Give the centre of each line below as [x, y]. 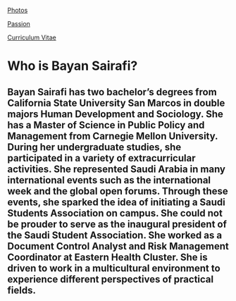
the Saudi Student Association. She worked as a [115, 235]
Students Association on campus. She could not [115, 213]
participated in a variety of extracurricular [101, 158]
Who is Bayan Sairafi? [73, 66]
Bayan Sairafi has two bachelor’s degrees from [112, 92]
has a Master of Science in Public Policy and [106, 125]
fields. [22, 290]
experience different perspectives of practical [110, 279]
